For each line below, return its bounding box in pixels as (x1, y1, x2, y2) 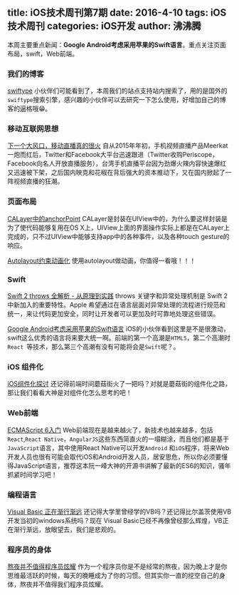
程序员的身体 (7, 544, 52, 554)
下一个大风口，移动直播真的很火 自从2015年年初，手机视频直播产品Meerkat (7, 141, 228, 150)
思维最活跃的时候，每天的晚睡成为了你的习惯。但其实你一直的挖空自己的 (7, 571, 219, 580)
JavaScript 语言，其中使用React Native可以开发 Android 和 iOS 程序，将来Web (7, 443, 230, 452)
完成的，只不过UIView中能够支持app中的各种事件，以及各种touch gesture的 (7, 232, 230, 240)
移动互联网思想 (7, 124, 59, 134)
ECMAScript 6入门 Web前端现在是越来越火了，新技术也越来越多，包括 (7, 425, 213, 434)
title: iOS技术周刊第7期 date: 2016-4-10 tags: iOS (7, 6, 227, 19)
